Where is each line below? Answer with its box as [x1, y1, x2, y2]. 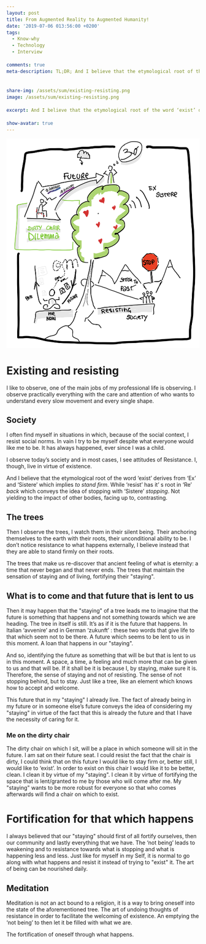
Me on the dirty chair [6, 731, 70, 739]
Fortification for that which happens [6, 812, 194, 826]
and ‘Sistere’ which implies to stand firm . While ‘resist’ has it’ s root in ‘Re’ [6, 481, 192, 489]
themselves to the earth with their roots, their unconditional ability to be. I [6, 535, 191, 542]
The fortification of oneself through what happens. [6, 931, 134, 938]
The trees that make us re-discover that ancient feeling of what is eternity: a [6, 560, 199, 567]
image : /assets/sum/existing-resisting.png [6, 94, 120, 101]
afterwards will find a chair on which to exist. [6, 790, 120, 798]
